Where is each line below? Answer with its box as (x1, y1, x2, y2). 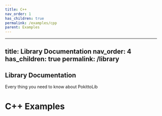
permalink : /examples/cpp (5, 20, 57, 26)
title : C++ (5, 7, 27, 12)
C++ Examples (5, 101, 65, 112)
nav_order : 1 (5, 12, 31, 16)
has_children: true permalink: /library (5, 55, 120, 63)
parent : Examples (5, 25, 40, 30)
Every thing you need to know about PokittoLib (5, 84, 98, 90)
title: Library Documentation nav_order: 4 (5, 47, 132, 55)
